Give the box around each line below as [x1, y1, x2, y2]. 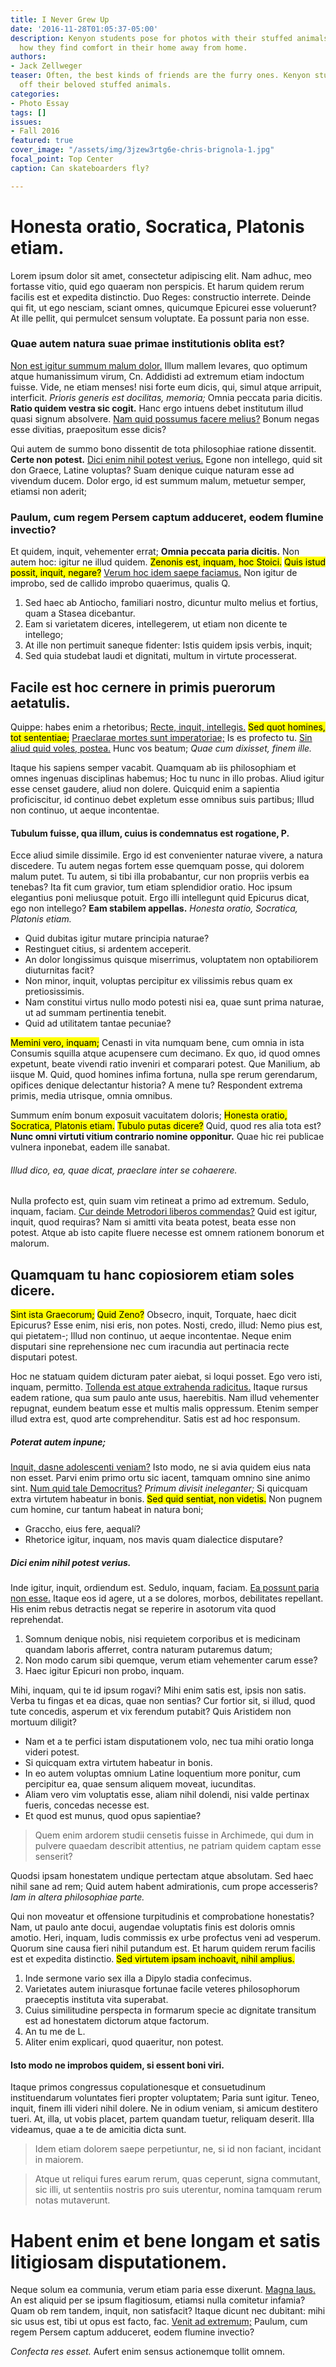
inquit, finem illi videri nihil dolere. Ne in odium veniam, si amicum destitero [10, 2102, 318, 2115]
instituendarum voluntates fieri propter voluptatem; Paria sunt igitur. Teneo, [10, 2092, 320, 2104]
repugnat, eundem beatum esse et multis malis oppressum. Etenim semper [10, 1402, 319, 1415]
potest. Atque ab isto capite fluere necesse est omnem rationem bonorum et [10, 1227, 325, 1239]
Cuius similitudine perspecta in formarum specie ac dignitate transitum [24, 2004, 317, 2016]
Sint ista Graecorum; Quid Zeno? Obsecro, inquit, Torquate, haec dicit [10, 1309, 297, 1321]
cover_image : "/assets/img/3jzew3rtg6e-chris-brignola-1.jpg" [10, 145, 275, 155]
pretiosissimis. [24, 986, 85, 998]
